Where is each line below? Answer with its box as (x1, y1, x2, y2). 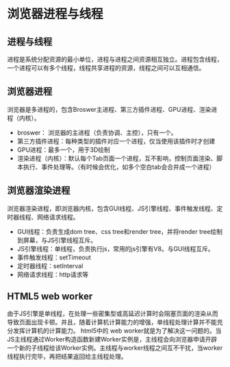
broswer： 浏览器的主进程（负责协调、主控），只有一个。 (16, 128, 177, 137)
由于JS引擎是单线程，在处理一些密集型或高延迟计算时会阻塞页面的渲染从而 (7, 309, 218, 318)
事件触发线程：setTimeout (16, 253, 91, 261)
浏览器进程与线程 (7, 6, 104, 22)
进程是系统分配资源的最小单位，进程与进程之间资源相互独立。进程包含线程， (7, 56, 223, 63)
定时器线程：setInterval (16, 261, 84, 270)
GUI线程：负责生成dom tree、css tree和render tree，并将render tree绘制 (16, 227, 222, 235)
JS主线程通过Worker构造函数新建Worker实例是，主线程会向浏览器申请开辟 (7, 335, 218, 344)
